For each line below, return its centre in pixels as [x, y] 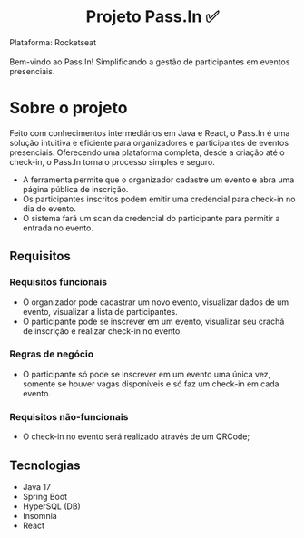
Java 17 [37, 486]
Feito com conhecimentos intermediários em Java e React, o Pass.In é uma [150, 132]
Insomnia [39, 515]
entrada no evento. [58, 228]
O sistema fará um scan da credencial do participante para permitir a [151, 218]
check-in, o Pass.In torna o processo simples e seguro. [112, 161]
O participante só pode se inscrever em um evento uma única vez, [147, 374]
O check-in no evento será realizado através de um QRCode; [136, 436]
